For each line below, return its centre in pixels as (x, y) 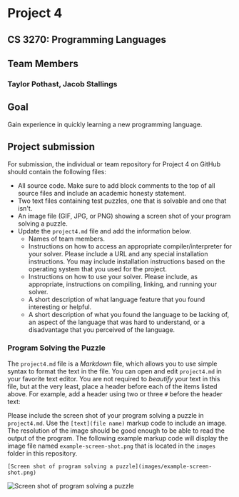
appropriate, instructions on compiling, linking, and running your (123, 284)
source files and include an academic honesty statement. (102, 193)
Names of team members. (67, 239)
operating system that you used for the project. (98, 268)
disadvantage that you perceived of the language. (102, 329)
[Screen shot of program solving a (60, 466)
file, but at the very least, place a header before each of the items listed (112, 386)
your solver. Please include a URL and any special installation (118, 253)
